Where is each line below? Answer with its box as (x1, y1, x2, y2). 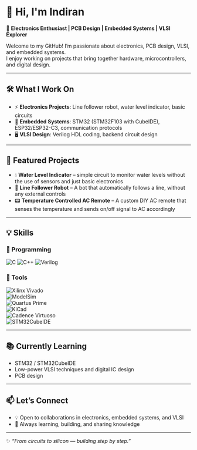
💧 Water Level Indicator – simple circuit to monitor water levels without (14, 171, 185, 178)
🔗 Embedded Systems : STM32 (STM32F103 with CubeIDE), (14, 117, 160, 125)
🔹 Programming (6, 245, 52, 253)
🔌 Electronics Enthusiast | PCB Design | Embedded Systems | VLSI (6, 25, 171, 32)
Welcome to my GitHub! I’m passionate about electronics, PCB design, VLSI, (6, 42, 190, 49)
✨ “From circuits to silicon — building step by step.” (6, 438, 131, 445)
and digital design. (6, 61, 51, 68)
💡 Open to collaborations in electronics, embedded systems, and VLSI (14, 414, 184, 421)
